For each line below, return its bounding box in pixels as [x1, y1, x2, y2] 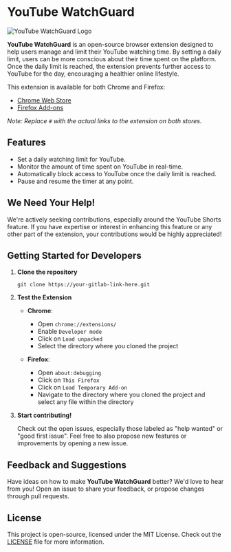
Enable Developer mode [37, 328, 102, 336]
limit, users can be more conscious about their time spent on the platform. [7, 54, 217, 63]
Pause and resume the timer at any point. [16, 177, 134, 185]
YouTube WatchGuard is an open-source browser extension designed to [7, 40, 214, 48]
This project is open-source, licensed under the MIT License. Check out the [7, 531, 221, 538]
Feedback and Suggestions [7, 459, 127, 471]
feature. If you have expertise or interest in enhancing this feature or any [7, 222, 212, 231]
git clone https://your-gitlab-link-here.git [16, 282, 150, 288]
